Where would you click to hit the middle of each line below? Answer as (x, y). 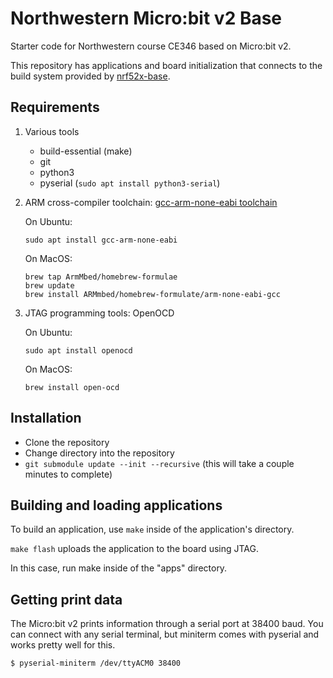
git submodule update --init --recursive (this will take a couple (159, 463)
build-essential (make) (86, 151)
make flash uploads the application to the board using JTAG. (134, 549)
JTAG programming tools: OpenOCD (99, 313)
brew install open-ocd (72, 387)
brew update (49, 285)
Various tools (52, 131)
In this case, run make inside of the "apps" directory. (119, 568)
